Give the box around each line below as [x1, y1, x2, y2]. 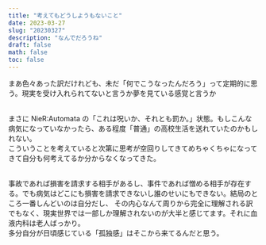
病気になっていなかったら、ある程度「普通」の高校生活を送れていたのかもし [8, 124, 258, 133]
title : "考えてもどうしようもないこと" [8, 11, 123, 20]
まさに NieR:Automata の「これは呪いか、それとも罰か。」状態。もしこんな [8, 113, 253, 123]
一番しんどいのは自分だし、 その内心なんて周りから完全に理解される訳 [21, 198, 253, 208]
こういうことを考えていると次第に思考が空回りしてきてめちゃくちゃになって [8, 144, 258, 153]
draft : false [8, 41, 52, 49]
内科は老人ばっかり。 [14, 218, 85, 228]
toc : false [8, 56, 44, 64]
